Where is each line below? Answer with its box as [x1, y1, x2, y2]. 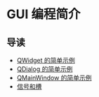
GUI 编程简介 [6, 6, 81, 22]
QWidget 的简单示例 [16, 57, 75, 64]
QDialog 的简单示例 [16, 65, 73, 73]
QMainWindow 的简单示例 [16, 74, 92, 82]
